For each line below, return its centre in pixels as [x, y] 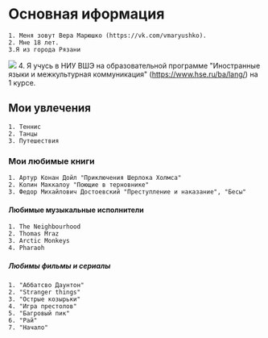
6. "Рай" [23, 321]
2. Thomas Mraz [34, 234]
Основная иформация [87, 14]
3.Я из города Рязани [45, 49]
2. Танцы [23, 134]
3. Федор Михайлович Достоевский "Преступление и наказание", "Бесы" [128, 192]
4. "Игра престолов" [43, 307]
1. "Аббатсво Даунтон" [46, 286]
